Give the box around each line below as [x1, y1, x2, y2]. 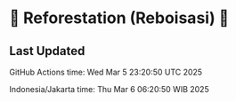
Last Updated [9, 43, 85, 59]
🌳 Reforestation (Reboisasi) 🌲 [9, 8, 230, 28]
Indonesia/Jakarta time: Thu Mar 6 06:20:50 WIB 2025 [9, 84, 209, 94]
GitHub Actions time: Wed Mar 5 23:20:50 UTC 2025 [9, 67, 203, 77]
